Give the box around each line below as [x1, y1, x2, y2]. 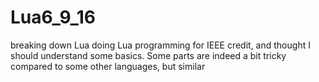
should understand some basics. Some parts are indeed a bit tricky [10, 49, 287, 61]
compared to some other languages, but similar [10, 60, 206, 72]
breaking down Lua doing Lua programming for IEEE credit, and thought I [10, 39, 311, 51]
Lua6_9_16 [10, 6, 96, 29]
